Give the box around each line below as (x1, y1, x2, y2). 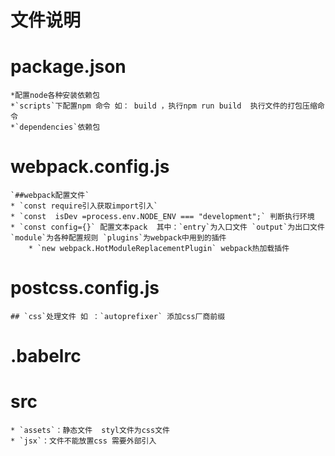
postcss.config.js (10, 277, 160, 300)
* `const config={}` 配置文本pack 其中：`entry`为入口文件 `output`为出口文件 (10, 222, 325, 233)
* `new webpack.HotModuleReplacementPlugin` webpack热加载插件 (28, 244, 290, 254)
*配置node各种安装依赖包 (10, 91, 100, 101)
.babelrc (10, 345, 82, 368)
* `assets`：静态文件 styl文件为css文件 (10, 426, 170, 436)
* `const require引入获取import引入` (10, 201, 158, 211)
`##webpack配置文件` (10, 191, 90, 201)
